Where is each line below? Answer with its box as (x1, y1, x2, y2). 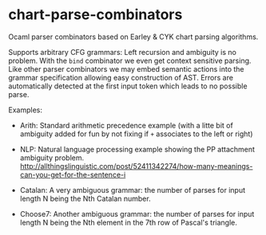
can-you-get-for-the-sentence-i (19, 170, 126, 179)
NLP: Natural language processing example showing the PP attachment (19, 144, 256, 154)
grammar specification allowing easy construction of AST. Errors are (8, 72, 234, 82)
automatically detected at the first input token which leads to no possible (8, 81, 248, 91)
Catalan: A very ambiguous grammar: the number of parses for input (19, 185, 246, 194)
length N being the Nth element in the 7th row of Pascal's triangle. (19, 217, 237, 227)
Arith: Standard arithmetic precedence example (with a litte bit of (19, 120, 233, 130)
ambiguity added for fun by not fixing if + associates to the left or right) (19, 129, 253, 139)
